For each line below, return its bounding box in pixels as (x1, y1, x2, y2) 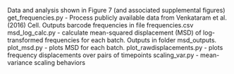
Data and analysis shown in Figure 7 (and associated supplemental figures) (7, 6, 226, 14)
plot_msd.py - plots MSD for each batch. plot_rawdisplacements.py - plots (7, 44, 223, 51)
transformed (7, 36, 44, 44)
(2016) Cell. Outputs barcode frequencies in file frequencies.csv (7, 21, 194, 29)
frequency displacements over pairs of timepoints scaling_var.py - (7, 51, 199, 59)
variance (7, 58, 33, 66)
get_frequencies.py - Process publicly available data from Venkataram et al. (7, 13, 228, 22)
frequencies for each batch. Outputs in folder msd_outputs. (44, 36, 217, 44)
